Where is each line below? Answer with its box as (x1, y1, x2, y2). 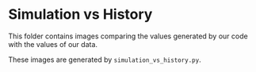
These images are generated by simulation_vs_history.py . (8, 55, 201, 64)
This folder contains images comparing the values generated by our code (8, 31, 248, 41)
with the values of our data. (8, 39, 97, 49)
